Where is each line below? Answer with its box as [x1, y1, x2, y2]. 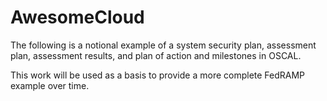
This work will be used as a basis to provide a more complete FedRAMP [10, 69, 306, 81]
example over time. [10, 79, 90, 91]
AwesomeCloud [10, 6, 145, 29]
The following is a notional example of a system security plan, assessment [10, 39, 317, 51]
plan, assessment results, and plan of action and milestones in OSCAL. [10, 49, 302, 61]
